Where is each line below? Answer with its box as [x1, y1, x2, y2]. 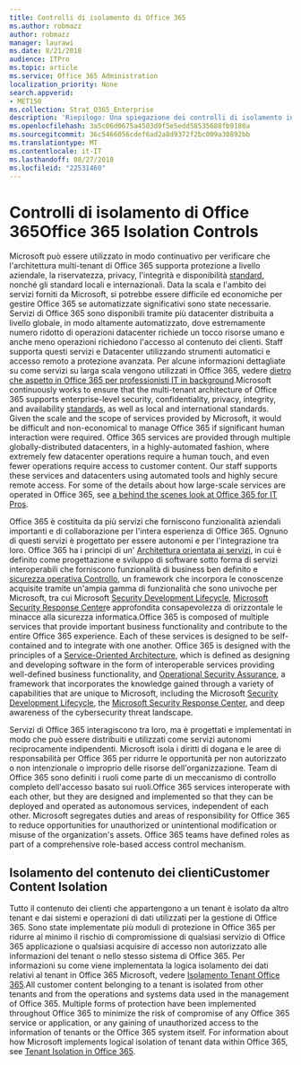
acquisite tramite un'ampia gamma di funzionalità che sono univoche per [9, 583, 278, 594]
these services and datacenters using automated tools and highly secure [9, 471, 279, 481]
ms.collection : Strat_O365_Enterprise [9, 105, 154, 114]
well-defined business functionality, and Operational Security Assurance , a [9, 669, 286, 680]
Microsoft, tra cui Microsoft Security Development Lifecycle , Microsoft [9, 593, 269, 603]
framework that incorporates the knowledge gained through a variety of [9, 679, 275, 690]
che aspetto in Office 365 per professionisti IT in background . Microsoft [9, 374, 271, 386]
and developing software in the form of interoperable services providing [9, 659, 275, 670]
